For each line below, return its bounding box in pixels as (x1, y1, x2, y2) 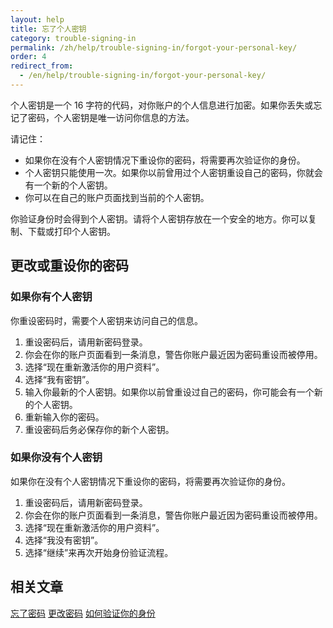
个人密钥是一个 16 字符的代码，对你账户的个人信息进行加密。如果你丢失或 (10, 99, 314, 111)
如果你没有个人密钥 (10, 451, 103, 465)
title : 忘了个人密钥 (10, 24, 87, 34)
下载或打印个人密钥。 (27, 225, 116, 237)
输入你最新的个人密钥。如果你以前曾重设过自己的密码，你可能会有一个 (24, 386, 315, 398)
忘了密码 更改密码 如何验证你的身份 (10, 607, 156, 619)
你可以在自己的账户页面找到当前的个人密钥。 (24, 191, 210, 203)
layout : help (10, 14, 65, 25)
